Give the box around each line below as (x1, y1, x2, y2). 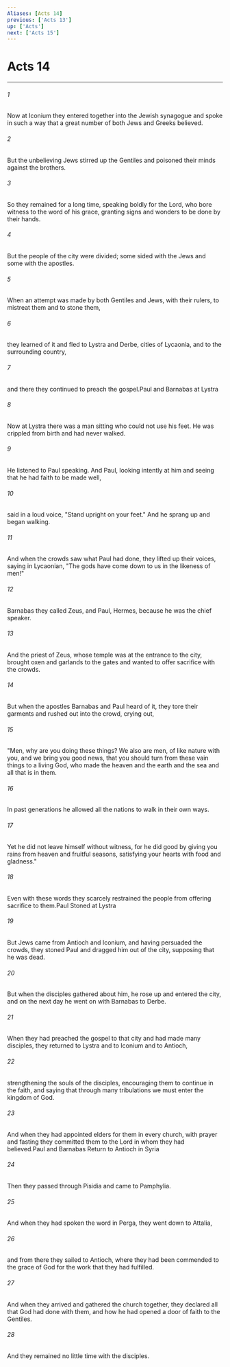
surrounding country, (7, 348, 67, 356)
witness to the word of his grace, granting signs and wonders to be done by (7, 207, 221, 216)
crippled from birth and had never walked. (7, 429, 126, 437)
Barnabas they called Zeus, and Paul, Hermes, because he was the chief (7, 606, 212, 615)
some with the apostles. (7, 259, 75, 267)
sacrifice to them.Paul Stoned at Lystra (7, 901, 116, 910)
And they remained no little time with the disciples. (7, 1351, 149, 1360)
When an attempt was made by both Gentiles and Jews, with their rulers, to (7, 296, 220, 304)
